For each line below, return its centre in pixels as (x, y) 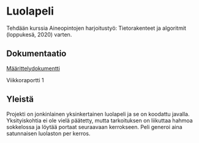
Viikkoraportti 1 (25, 80)
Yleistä (20, 99)
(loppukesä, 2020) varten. (39, 34)
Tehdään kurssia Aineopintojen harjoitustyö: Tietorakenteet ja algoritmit (96, 28)
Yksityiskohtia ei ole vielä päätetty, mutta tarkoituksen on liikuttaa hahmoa (99, 120)
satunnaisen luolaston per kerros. (48, 133)
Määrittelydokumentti (33, 68)
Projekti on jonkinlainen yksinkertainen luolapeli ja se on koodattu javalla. (98, 114)
